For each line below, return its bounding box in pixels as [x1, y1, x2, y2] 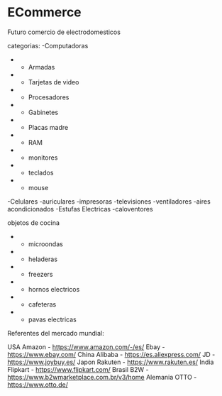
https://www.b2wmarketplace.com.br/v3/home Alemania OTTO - [7, 373, 197, 381]
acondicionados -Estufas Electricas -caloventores [7, 204, 154, 213]
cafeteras [28, 299, 57, 309]
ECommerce [7, 4, 82, 21]
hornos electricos [28, 285, 80, 293]
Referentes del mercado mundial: [7, 329, 104, 337]
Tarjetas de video [28, 77, 79, 86]
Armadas [28, 62, 55, 71]
